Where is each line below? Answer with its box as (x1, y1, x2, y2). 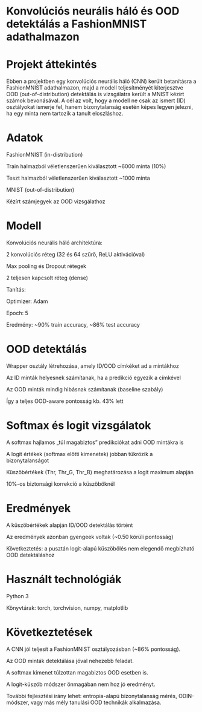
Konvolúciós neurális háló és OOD (6, 4, 180, 18)
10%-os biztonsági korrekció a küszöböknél (6, 480, 115, 488)
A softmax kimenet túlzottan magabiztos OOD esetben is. (6, 668, 149, 676)
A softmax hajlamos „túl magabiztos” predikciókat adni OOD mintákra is (6, 439, 184, 446)
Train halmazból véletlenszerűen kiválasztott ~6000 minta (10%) (6, 163, 166, 170)
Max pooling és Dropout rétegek (6, 263, 87, 270)
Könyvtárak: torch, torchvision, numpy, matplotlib (6, 604, 128, 612)
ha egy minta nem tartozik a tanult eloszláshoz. (6, 110, 124, 117)
